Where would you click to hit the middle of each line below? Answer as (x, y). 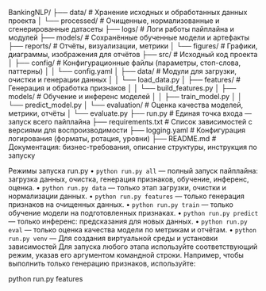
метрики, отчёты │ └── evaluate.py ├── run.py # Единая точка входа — (130, 113)
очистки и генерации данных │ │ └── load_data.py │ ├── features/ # (124, 80)
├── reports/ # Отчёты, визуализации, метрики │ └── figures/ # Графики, (133, 46)
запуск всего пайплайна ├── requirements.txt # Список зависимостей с (130, 122)
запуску (22, 155)
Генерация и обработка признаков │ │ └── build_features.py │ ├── (122, 88)
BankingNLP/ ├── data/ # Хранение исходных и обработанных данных (128, 12)
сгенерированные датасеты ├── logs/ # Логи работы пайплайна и (121, 29)
